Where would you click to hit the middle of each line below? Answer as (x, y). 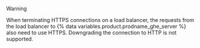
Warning (16, 9)
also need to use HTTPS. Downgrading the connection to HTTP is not (92, 33)
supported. (20, 39)
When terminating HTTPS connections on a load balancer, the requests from (100, 20)
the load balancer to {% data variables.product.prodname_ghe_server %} (96, 26)
